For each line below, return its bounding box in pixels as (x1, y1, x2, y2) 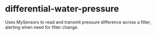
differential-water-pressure (5, 3, 119, 14)
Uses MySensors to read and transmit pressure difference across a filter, (5, 19, 151, 25)
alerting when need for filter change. (5, 24, 79, 30)
